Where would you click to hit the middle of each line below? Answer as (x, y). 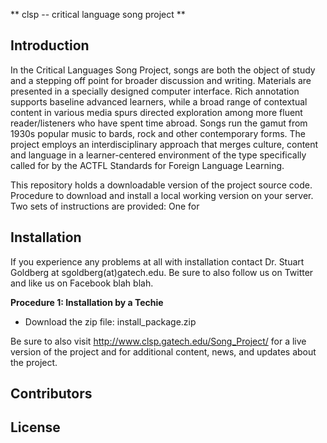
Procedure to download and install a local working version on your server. (162, 195)
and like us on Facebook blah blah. (82, 283)
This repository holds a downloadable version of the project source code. (161, 185)
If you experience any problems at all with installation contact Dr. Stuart (157, 261)
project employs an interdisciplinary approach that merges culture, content (164, 144)
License (35, 427)
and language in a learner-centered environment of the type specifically (158, 155)
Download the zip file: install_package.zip (110, 321)
